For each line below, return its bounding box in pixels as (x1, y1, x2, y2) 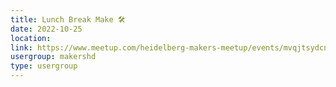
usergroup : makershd (10, 52, 97, 62)
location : (10, 33, 52, 43)
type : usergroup (10, 61, 78, 71)
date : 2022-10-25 (10, 24, 83, 34)
